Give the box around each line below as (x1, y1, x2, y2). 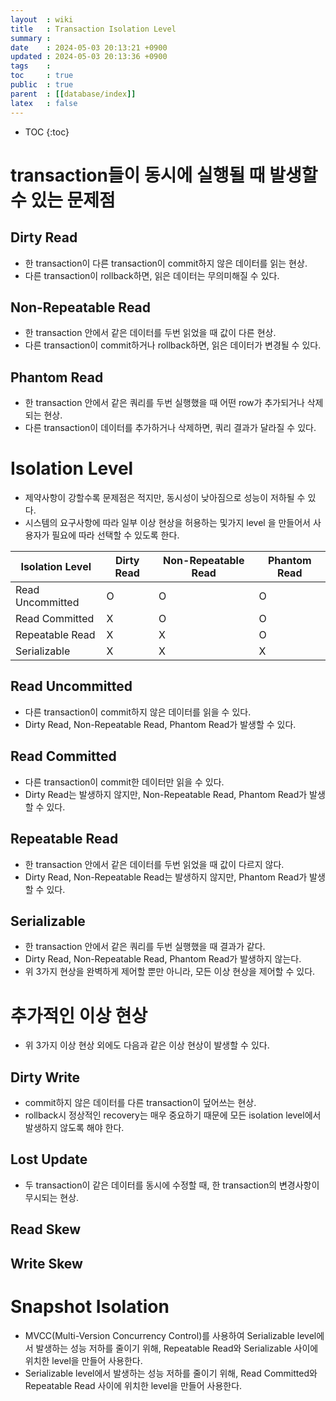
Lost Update (10, 1151, 88, 1168)
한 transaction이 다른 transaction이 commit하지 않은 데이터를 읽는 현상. (24, 257, 308, 269)
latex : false (10, 98, 78, 108)
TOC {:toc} (24, 126, 70, 138)
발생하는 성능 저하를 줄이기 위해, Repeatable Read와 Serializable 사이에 (35, 1342, 319, 1354)
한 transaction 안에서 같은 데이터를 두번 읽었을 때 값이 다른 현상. (24, 327, 277, 339)
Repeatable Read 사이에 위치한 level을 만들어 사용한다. (24, 1379, 243, 1391)
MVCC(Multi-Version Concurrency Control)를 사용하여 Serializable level (24, 1329, 317, 1341)
